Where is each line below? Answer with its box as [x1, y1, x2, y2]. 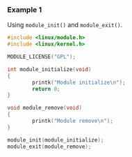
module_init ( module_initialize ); [7, 136, 104, 144]
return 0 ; [32, 85, 60, 92]
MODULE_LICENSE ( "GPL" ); [7, 54, 76, 61]
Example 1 [7, 5, 42, 15]
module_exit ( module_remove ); [7, 143, 92, 150]
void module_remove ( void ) [7, 105, 82, 112]
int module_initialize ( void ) [7, 66, 92, 73]
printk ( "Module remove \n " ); [32, 117, 113, 125]
